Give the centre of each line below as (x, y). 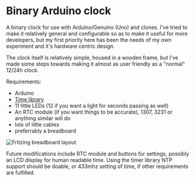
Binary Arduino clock (59, 11)
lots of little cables (37, 124)
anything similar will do (42, 118)
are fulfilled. (21, 172)
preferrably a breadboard (45, 131)
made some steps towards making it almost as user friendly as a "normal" (96, 64)
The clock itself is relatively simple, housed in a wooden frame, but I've (92, 57)
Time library (29, 99)
